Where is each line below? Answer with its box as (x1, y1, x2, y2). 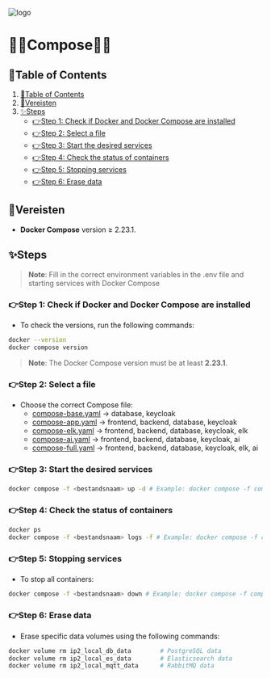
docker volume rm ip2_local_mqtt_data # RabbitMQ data (8, 662, 215, 670)
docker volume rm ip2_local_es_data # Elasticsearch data (8, 655, 232, 663)
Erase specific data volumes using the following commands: (19, 631, 220, 641)
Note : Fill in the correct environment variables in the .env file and (27, 269, 244, 279)
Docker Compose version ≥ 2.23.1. (19, 225, 136, 234)
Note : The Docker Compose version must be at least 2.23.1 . (27, 358, 228, 368)
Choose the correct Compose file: (19, 400, 133, 410)
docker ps (8, 526, 42, 534)
